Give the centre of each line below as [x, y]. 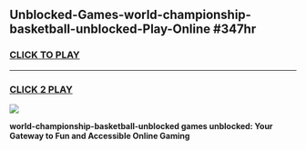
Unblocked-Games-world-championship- [131, 15]
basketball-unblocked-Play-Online [110, 30]
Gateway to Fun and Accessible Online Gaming [100, 135]
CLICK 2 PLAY [41, 89]
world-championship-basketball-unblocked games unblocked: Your [141, 125]
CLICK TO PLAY [45, 55]
